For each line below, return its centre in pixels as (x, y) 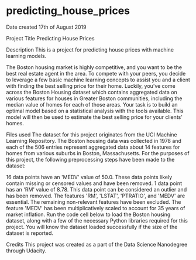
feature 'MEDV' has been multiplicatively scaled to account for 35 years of (96, 208)
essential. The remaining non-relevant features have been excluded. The (94, 202)
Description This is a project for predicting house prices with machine (90, 49)
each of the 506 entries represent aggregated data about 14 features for (93, 147)
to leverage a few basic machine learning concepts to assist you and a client (98, 80)
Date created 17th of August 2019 (46, 27)
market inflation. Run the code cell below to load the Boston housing (88, 214)
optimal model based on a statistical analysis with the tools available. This (95, 111)
